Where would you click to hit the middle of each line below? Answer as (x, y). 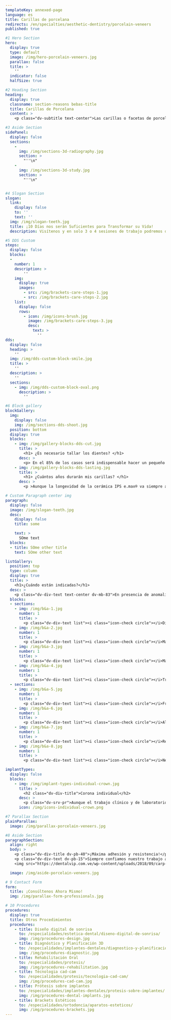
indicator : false (28, 76)
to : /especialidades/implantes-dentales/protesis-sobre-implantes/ (92, 991)
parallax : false (27, 62)
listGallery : (19, 561)
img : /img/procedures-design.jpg (54, 939)
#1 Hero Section (22, 38)
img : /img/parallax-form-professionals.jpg (56, 896)
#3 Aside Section (24, 128)
